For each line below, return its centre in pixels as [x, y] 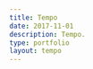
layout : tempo [36, 51]
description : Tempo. [48, 34]
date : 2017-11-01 [42, 26]
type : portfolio [39, 43]
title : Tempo [34, 17]
